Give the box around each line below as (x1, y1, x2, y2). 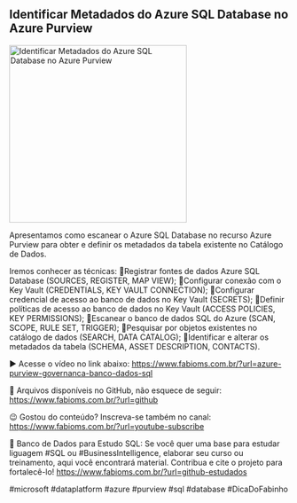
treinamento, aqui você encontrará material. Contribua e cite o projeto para (9, 457, 283, 468)
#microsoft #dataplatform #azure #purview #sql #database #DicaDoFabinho (9, 483, 288, 494)
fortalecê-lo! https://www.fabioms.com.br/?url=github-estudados (9, 466, 247, 477)
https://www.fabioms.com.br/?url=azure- (131, 358, 282, 369)
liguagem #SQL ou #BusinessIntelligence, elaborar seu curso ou (9, 447, 244, 458)
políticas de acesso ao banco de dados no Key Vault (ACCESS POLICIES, (9, 303, 276, 314)
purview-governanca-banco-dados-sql (9, 367, 153, 378)
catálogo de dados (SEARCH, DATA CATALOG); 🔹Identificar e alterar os (9, 332, 269, 342)
